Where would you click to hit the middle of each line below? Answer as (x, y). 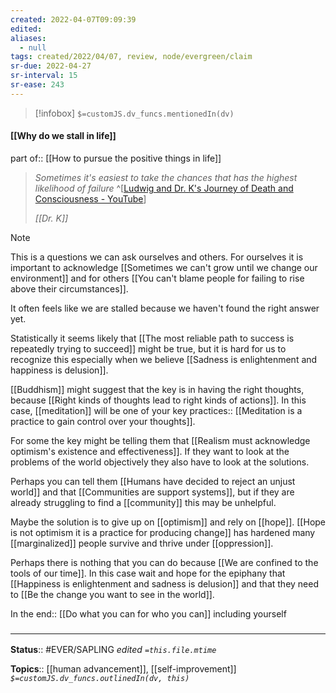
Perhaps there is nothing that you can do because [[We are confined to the (164, 562)
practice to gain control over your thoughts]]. (103, 421)
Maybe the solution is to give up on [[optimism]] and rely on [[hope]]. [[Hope (168, 522)
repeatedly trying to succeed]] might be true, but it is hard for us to (148, 348)
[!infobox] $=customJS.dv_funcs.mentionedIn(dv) (134, 113)
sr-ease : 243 (37, 85)
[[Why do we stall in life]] (63, 136)
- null (33, 47)
